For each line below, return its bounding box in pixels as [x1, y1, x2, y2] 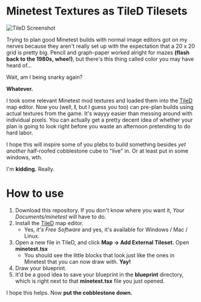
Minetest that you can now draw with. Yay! [24, 258, 131, 265]
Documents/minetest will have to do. [15, 213, 107, 220]
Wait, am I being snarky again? [6, 73, 83, 80]
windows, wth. [6, 153, 42, 161]
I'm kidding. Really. [6, 165, 54, 172]
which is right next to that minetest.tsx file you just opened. [15, 277, 165, 284]
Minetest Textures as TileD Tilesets [6, 4, 188, 18]
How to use [6, 186, 64, 200]
